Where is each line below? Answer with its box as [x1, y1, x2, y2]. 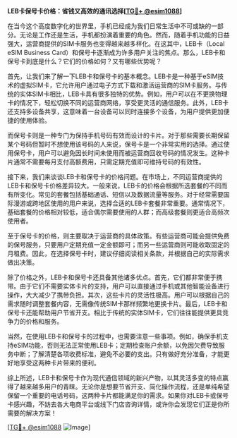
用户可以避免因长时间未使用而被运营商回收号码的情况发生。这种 [37, 149, 224, 157]
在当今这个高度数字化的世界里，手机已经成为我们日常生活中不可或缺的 [7, 22, 212, 30]
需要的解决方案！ [7, 409, 57, 417]
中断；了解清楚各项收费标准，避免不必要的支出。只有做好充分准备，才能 [13, 350, 224, 358]
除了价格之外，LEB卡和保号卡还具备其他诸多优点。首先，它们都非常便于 [7, 273, 217, 281]
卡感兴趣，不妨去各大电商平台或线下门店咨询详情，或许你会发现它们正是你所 [7, 400, 230, 408]
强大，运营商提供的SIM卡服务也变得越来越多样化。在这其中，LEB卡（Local [7, 39, 225, 48]
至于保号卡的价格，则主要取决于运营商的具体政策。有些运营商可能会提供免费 [7, 232, 230, 240]
